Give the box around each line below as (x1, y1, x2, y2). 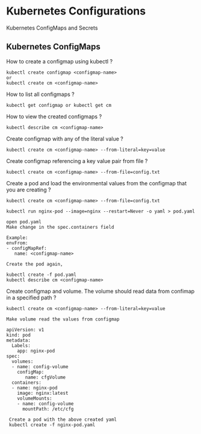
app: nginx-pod (17, 348, 55, 354)
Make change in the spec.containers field (6, 224, 114, 230)
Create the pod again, (6, 261, 63, 267)
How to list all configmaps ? (6, 91, 75, 98)
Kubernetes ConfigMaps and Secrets (6, 24, 98, 31)
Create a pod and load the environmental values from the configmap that (6, 179, 187, 187)
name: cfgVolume (25, 374, 66, 380)
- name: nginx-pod (11, 385, 58, 391)
